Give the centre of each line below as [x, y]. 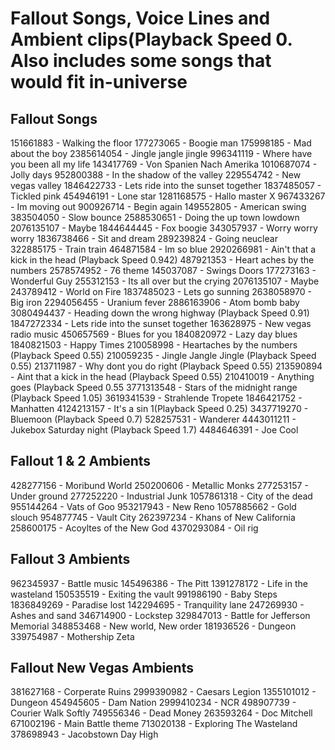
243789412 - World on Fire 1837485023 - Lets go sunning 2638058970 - [161, 291]
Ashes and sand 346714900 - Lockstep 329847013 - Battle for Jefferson [160, 615]
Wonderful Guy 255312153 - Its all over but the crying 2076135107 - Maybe [165, 281]
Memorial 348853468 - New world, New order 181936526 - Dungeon [153, 626]
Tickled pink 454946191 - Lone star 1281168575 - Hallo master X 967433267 [168, 196]
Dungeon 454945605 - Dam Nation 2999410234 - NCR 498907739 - [153, 703]
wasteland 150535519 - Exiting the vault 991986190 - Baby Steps [144, 594]
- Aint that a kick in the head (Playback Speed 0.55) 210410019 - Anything [162, 376]
